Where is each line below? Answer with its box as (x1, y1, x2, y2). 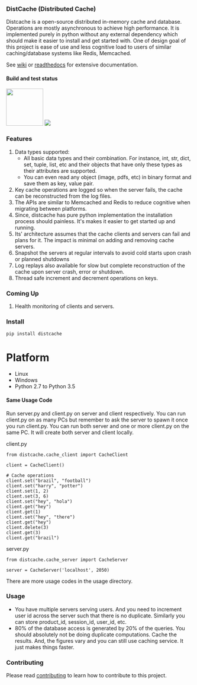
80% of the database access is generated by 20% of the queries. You (14, 624, 185, 632)
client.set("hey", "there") (6, 514, 76, 520)
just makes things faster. (14, 643, 75, 651)
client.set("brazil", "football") (6, 477, 92, 484)
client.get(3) (6, 529, 41, 535)
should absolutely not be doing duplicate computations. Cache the (14, 631, 177, 638)
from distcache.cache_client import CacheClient (6, 452, 128, 458)
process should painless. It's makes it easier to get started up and (14, 217, 176, 224)
